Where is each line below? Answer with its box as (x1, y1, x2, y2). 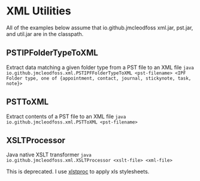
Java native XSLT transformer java (6, 151, 92, 158)
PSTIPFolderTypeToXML (6, 48, 99, 58)
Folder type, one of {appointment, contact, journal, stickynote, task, (6, 75, 192, 82)
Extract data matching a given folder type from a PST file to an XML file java (6, 64, 195, 71)
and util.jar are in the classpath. (6, 30, 84, 37)
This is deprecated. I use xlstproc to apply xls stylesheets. (6, 168, 150, 175)
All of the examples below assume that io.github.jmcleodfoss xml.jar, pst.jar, (6, 24, 193, 31)
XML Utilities (6, 4, 71, 18)
